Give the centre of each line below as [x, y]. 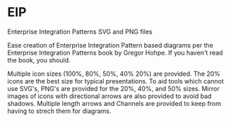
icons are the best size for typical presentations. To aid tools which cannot [115, 81]
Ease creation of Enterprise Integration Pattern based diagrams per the [111, 45]
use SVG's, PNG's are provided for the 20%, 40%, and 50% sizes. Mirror [114, 88]
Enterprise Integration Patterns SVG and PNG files [80, 32]
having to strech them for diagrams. [59, 111]
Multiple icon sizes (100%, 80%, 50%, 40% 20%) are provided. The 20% [114, 74]
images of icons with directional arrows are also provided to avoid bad [109, 96]
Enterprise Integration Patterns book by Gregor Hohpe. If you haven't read [115, 53]
